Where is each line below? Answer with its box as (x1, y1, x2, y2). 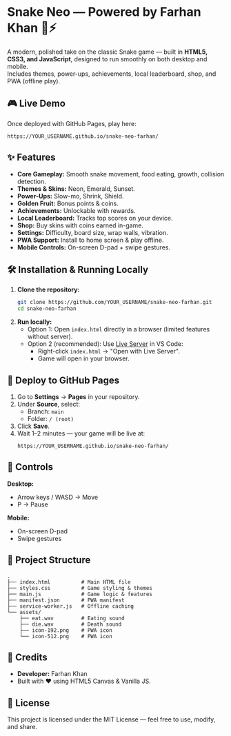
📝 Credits (7, 651, 48, 663)
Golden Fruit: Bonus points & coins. (17, 199, 119, 207)
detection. (17, 177, 46, 185)
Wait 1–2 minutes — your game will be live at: (17, 429, 145, 438)
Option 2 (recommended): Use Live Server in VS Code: (27, 340, 184, 348)
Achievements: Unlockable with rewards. (17, 206, 136, 214)
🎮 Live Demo (7, 98, 66, 110)
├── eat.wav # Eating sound (19, 615, 125, 622)
